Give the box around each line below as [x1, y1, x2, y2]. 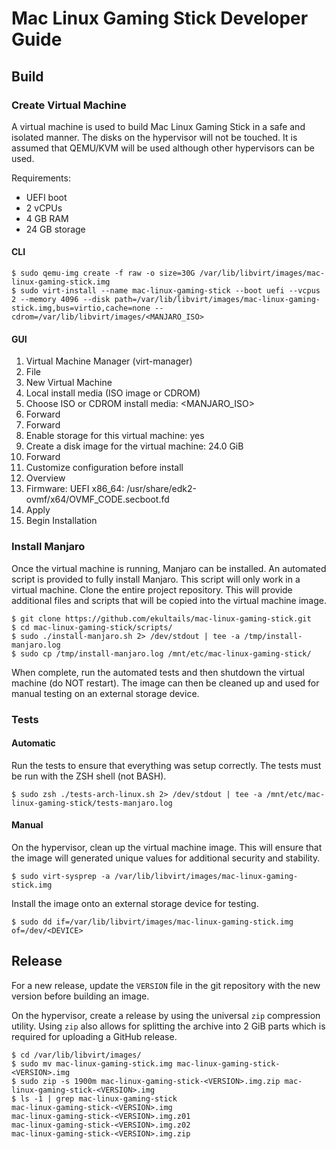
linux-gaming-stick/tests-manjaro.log [11, 798, 173, 808]
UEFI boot [25, 191, 68, 203]
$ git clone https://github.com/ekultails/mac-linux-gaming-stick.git [11, 613, 312, 624]
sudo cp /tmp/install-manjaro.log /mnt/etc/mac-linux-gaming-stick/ [20, 648, 312, 659]
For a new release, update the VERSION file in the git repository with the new [11, 979, 321, 991]
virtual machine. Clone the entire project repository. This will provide [11, 583, 293, 596]
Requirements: [11, 172, 71, 184]
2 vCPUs [25, 202, 63, 214]
